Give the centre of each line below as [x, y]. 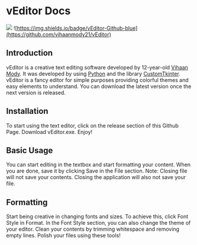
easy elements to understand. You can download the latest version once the [99, 86]
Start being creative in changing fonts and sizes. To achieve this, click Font [97, 217]
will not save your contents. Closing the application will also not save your [96, 177]
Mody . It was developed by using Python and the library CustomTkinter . [93, 74]
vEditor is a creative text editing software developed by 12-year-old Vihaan [97, 67]
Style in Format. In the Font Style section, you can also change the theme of [98, 223]
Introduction [30, 53]
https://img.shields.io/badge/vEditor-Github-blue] [77, 28]
